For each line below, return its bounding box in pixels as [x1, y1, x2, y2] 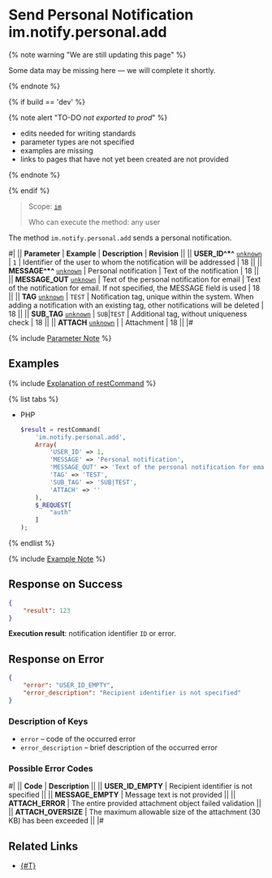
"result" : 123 [23, 606, 71, 614]
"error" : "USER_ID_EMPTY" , [23, 682, 114, 690]
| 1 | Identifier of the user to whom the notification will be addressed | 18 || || [8, 257, 262, 267]
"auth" [50, 509, 72, 517]
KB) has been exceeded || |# [8, 816, 104, 825]
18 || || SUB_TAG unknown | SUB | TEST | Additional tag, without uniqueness [8, 308, 248, 318]
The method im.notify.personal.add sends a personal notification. [8, 233, 232, 243]
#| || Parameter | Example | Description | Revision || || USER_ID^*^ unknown [8, 248, 262, 258]
